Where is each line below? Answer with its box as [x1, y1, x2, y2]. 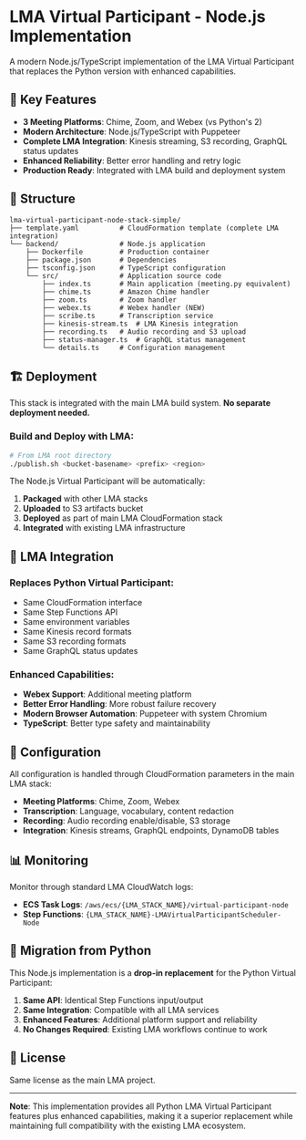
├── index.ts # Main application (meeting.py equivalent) [42, 279, 291, 288]
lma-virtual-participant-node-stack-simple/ [9, 215, 181, 224]
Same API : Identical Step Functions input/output [22, 994, 204, 1005]
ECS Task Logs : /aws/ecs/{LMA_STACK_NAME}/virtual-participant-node [22, 899, 289, 910]
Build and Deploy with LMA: [9, 430, 135, 443]
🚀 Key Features [9, 92, 97, 108]
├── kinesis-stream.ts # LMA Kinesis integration [42, 319, 239, 328]
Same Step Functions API [22, 606, 118, 617]
